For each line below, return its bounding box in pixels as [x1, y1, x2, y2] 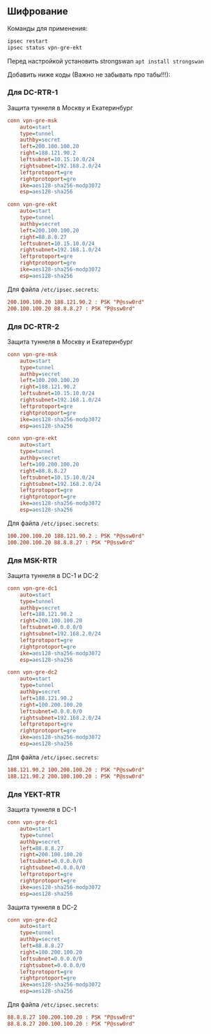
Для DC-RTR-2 [7, 321, 59, 331]
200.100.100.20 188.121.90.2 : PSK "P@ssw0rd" [7, 298, 145, 306]
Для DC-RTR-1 [7, 87, 58, 97]
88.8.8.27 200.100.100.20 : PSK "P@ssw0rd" [7, 1020, 136, 1027]
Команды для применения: [7, 24, 88, 32]
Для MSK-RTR [7, 555, 57, 565]
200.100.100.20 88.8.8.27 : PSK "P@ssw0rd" [7, 305, 136, 312]
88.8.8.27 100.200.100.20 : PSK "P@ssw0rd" [7, 1014, 136, 1021]
